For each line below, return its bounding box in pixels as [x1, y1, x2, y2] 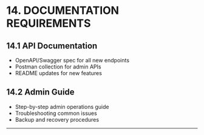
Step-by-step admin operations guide [15, 103, 109, 110]
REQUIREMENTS [6, 16, 91, 30]
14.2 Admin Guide [6, 87, 75, 97]
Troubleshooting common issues [15, 110, 97, 117]
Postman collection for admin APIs [15, 63, 101, 70]
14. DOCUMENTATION [6, 4, 120, 18]
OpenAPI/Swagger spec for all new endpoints [15, 57, 129, 64]
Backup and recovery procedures [15, 116, 99, 123]
